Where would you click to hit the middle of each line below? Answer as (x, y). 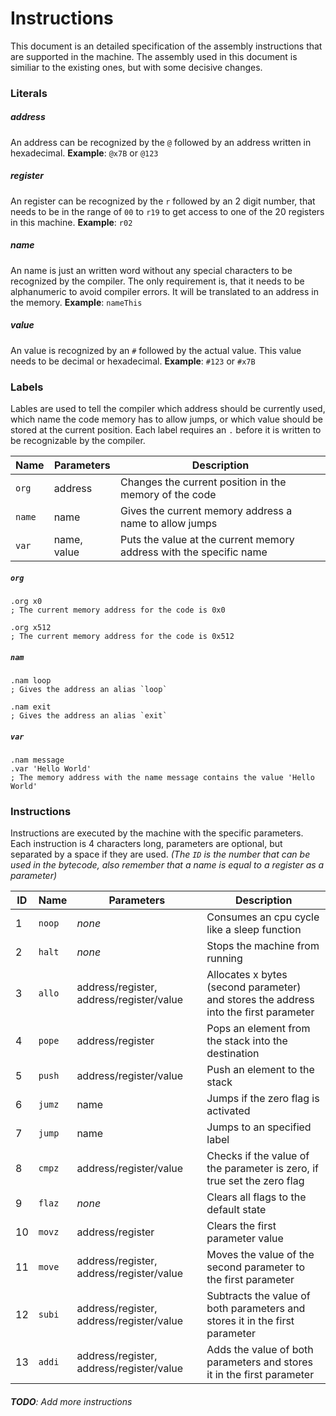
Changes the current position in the (203, 482)
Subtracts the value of (258, 1296)
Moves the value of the (260, 1255)
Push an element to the (260, 1070)
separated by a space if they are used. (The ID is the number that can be (160, 854)
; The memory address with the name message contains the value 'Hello (162, 777)
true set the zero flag (255, 1181)
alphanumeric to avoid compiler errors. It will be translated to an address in (164, 291)
